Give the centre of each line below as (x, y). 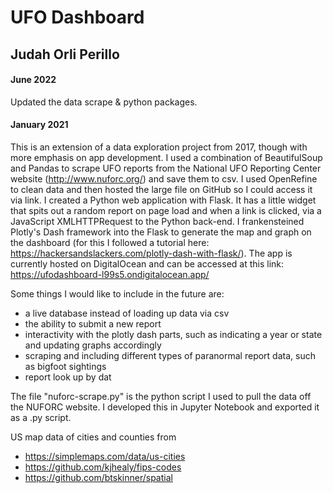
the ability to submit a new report (93, 323)
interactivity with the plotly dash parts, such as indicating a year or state (173, 334)
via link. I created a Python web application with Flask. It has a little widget (163, 200)
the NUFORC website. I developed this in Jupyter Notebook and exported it (165, 407)
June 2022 (33, 80)
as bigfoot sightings (65, 366)
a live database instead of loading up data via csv (127, 313)
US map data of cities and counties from (93, 437)
